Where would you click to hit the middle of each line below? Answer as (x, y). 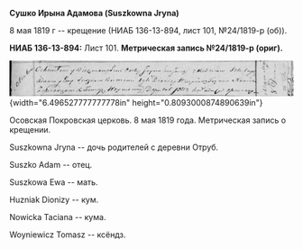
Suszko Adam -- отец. (51, 164)
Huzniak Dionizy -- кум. (54, 199)
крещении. (30, 129)
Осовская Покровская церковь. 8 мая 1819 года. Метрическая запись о (148, 120)
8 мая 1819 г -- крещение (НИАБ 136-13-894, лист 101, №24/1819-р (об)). (148, 30)
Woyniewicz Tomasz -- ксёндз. (68, 235)
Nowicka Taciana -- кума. (58, 217)
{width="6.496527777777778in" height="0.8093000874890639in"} (136, 102)
